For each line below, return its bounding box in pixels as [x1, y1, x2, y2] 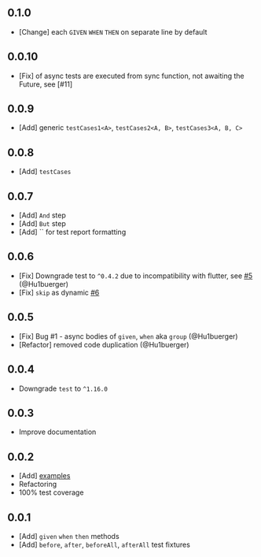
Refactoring [18, 480, 57, 489]
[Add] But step [18, 219, 66, 228]
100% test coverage [18, 488, 84, 497]
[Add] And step [18, 210, 66, 220]
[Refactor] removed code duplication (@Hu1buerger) [18, 340, 189, 349]
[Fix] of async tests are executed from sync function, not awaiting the [18, 71, 244, 80]
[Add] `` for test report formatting [18, 228, 127, 237]
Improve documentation [18, 427, 97, 436]
